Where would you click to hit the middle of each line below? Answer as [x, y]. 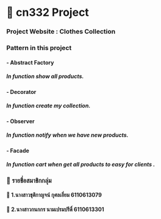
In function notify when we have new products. [67, 135]
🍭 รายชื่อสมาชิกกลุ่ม [29, 181]
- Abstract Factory [30, 62]
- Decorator [21, 92]
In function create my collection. [48, 106]
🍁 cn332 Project [48, 13]
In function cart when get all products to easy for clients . [81, 165]
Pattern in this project [39, 48]
